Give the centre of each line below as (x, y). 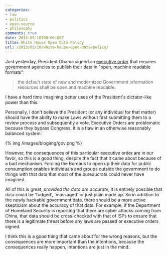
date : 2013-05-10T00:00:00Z (35, 38)
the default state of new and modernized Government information (85, 82)
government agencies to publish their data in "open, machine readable (78, 67)
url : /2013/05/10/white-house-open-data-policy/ (57, 47)
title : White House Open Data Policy (45, 43)
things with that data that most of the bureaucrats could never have (75, 174)
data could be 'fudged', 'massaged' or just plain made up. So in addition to (82, 194)
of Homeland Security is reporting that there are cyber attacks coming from (83, 210)
